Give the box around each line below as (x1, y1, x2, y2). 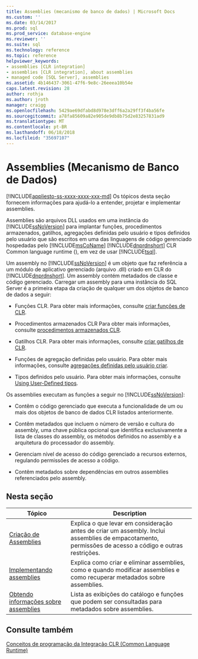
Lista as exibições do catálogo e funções (70, 590, 184, 598)
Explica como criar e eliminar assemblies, (70, 558, 185, 566)
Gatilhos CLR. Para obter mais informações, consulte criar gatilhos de (14, 337, 184, 345)
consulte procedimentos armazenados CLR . (14, 326, 122, 333)
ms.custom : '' (6, 14, 41, 20)
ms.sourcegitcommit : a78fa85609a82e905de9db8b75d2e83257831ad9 (6, 113, 165, 119)
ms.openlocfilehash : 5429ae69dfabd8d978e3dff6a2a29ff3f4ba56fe (6, 108, 165, 113)
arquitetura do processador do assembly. (14, 439, 115, 446)
